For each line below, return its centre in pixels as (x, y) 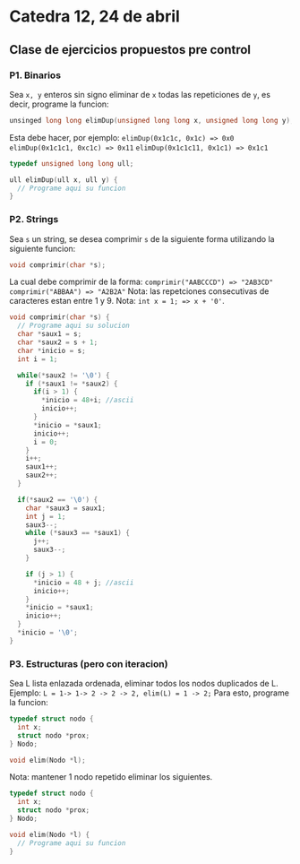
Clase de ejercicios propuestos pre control (130, 50)
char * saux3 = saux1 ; (65, 508)
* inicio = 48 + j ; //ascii (83, 583)
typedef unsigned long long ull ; (72, 163)
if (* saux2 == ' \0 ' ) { (58, 499)
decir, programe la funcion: (59, 104)
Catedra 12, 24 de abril (95, 17)
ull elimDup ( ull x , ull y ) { (64, 180)
